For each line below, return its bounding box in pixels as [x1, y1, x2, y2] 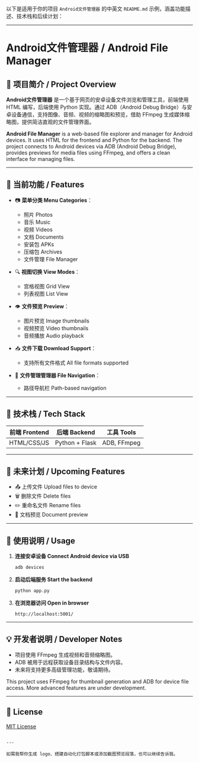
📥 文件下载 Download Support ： [14, 344, 97, 352]
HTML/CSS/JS [9, 438, 49, 447]
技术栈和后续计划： [16, 12, 63, 20]
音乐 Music [23, 219, 51, 226]
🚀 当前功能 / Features [6, 180, 85, 190]
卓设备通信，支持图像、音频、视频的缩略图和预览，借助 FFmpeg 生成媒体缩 [6, 111, 190, 118]
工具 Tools [106, 428, 136, 436]
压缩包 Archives [23, 248, 63, 255]
